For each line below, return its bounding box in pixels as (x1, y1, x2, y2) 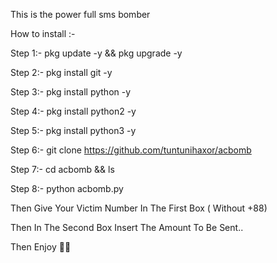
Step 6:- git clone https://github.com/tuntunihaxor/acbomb (10, 144, 252, 156)
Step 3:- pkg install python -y (10, 86, 132, 98)
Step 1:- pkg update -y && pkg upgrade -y (10, 47, 183, 59)
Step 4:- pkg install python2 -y (10, 105, 137, 117)
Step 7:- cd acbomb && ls (10, 164, 115, 175)
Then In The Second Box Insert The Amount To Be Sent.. (10, 222, 244, 233)
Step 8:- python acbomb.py (10, 183, 124, 194)
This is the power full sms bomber (10, 9, 151, 20)
